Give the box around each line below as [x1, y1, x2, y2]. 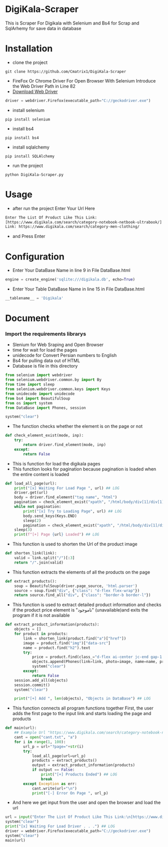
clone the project [12, 59, 48, 65]
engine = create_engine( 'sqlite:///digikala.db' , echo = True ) [5, 277, 135, 282]
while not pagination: [14, 504, 61, 509]
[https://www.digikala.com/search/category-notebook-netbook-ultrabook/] [5, 219, 162, 224]
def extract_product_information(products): [5, 622, 99, 627]
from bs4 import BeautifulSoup [5, 396, 70, 401]
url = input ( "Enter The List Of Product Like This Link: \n [5, 814, 131, 819]
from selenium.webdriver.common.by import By [5, 377, 101, 382]
